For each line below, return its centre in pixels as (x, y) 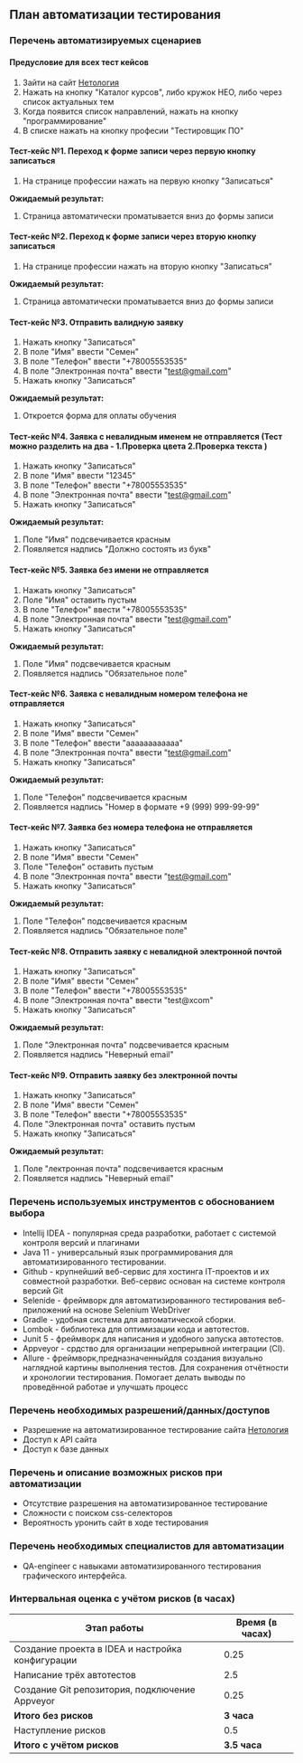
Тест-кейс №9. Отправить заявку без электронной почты (124, 1075)
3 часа (239, 1715)
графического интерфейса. (75, 1575)
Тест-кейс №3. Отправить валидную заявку (96, 322)
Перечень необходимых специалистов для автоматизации (147, 1546)
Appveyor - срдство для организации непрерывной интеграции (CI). (154, 1348)
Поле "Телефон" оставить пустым (88, 867)
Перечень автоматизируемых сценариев (106, 41)
